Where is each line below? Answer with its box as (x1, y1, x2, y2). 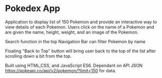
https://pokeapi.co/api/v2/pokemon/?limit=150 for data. (5, 67, 116, 73)
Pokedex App (5, 3, 61, 14)
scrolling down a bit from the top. (5, 53, 72, 59)
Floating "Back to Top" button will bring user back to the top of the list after (5, 48, 156, 54)
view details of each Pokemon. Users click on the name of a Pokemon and (5, 24, 155, 30)
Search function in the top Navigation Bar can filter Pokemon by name (5, 38, 145, 44)
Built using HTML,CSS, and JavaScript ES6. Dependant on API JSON (5, 62, 143, 68)
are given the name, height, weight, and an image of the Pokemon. (5, 29, 139, 35)
